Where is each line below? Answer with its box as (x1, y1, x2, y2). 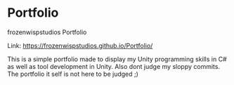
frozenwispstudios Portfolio (7, 28, 87, 36)
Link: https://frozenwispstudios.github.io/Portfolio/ (7, 41, 153, 49)
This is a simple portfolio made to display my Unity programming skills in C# (7, 54, 227, 63)
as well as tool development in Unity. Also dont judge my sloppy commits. (7, 62, 220, 70)
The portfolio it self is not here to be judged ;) (7, 70, 139, 78)
